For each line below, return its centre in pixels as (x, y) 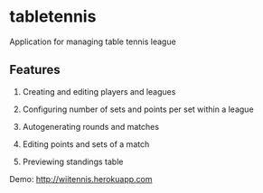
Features (35, 70)
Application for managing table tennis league (93, 41)
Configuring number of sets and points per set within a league (138, 109)
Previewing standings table (73, 161)
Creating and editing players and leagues (99, 91)
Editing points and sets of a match (86, 144)
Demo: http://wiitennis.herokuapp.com (81, 179)
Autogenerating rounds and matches (91, 126)
